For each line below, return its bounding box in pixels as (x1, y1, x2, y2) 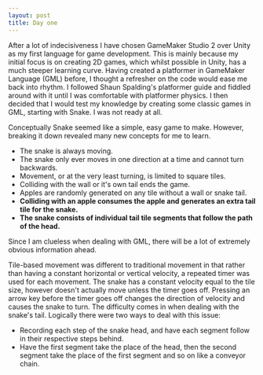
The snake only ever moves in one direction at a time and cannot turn (19, 154, 244, 164)
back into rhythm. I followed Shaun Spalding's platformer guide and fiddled (8, 82, 251, 91)
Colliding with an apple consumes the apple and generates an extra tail (19, 196, 256, 205)
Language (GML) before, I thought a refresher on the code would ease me (8, 74, 248, 83)
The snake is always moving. (19, 146, 114, 156)
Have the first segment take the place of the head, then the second (19, 342, 237, 351)
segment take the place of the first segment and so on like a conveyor (19, 351, 246, 360)
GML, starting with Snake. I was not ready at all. (8, 107, 163, 116)
